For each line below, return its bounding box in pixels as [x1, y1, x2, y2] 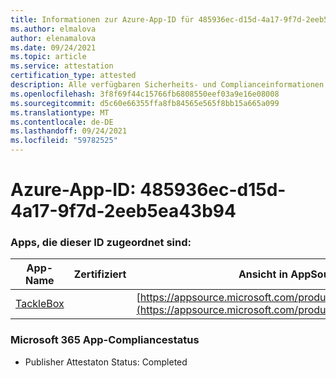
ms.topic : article [10, 52, 87, 62]
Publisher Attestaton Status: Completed [24, 356, 188, 368]
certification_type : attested [10, 71, 137, 81]
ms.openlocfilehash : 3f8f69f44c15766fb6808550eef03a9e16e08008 [10, 89, 280, 99]
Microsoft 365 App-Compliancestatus [10, 333, 200, 347]
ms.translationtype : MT [10, 107, 110, 118]
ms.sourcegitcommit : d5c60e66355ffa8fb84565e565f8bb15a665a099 [10, 98, 280, 108]
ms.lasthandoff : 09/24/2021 [10, 126, 128, 136]
